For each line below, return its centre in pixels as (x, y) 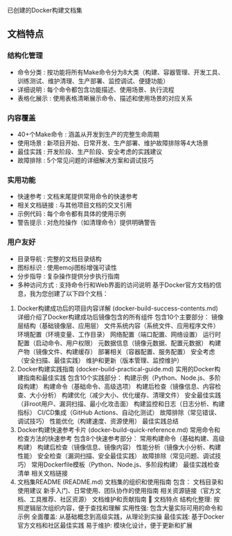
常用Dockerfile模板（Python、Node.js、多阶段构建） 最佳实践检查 (125, 464)
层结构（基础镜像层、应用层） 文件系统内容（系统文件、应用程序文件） (118, 326)
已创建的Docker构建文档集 (45, 10)
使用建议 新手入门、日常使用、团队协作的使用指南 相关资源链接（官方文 (119, 490)
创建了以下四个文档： (78, 293)
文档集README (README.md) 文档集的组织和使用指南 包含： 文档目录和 (120, 482)
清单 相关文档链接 (42, 473)
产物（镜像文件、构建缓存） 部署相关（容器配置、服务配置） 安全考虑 (116, 351)
